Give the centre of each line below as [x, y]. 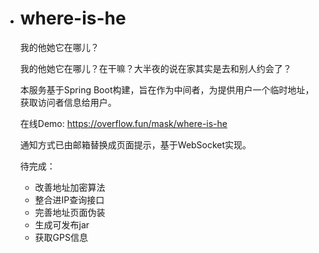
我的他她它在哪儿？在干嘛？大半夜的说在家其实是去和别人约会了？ [155, 68]
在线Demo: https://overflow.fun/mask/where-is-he [123, 123]
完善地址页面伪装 [70, 212]
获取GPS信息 [61, 237]
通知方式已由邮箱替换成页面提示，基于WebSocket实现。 [135, 144]
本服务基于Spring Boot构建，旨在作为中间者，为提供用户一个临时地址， [167, 89]
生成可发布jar [62, 224]
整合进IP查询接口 [69, 199]
